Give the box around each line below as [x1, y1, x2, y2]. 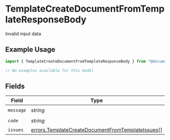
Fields [5, 82, 25, 90]
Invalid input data [5, 30, 41, 37]
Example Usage [5, 45, 56, 54]
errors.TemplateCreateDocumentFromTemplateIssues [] [31, 126, 163, 133]
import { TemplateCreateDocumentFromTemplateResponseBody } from [5, 59, 146, 64]
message [8, 107, 26, 113]
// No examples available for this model [5, 68, 94, 73]
